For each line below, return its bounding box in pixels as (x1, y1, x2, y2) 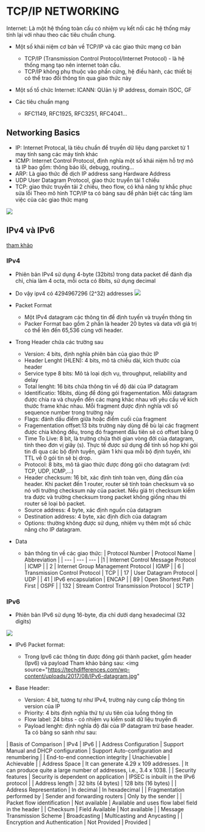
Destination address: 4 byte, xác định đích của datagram (24, 512, 167, 520)
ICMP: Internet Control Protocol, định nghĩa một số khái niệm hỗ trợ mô (15, 157, 194, 164)
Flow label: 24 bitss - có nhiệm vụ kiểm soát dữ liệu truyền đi (24, 716, 178, 723)
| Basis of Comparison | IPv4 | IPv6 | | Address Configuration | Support (6, 741, 184, 748)
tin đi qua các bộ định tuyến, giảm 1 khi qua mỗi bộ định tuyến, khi (24, 448, 191, 455)
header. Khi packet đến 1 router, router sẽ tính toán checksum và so (24, 480, 194, 487)
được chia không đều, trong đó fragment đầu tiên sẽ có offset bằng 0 (24, 428, 199, 435)
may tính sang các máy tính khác (15, 150, 98, 157)
